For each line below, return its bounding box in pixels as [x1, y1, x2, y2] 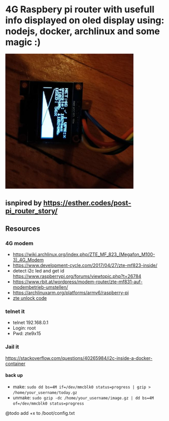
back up [5, 372, 23, 378]
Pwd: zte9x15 [12, 331, 41, 337]
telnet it [5, 307, 25, 315]
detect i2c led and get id [12, 268, 65, 274]
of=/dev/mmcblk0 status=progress [12, 401, 84, 406]
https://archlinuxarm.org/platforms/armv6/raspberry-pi [12, 289, 129, 296]
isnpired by [5, 199, 42, 208]
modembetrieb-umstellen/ [12, 284, 68, 290]
